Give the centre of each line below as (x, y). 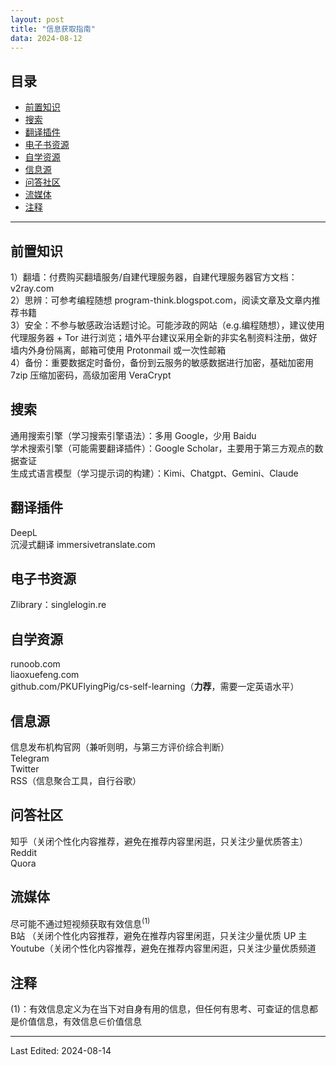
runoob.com (35, 664)
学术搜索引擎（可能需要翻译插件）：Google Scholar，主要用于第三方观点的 (162, 448)
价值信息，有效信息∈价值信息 (80, 1022)
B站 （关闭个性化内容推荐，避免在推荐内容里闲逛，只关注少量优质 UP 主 (159, 936)
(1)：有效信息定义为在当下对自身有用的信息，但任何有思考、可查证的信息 (160, 1009)
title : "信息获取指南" (53, 29)
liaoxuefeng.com (45, 675)
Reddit (24, 852)
